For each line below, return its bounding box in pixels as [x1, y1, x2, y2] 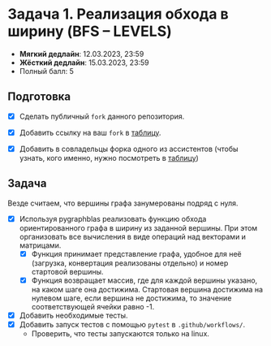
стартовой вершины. [31, 266, 104, 276]
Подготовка [7, 90, 71, 104]
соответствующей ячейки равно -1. [31, 301, 155, 311]
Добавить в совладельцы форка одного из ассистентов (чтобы [19, 144, 239, 154]
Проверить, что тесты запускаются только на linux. [31, 329, 210, 339]
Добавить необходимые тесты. [19, 310, 128, 320]
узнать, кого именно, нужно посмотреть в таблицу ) [19, 153, 200, 162]
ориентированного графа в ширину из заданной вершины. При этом [19, 223, 258, 232]
